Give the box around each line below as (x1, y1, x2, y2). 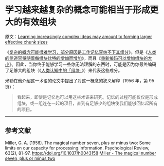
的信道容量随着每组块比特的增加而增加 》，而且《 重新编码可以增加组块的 (5, 55, 148, 61)
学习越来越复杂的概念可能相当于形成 (5, 4, 150, 16)
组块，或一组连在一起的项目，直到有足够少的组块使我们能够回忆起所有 (17, 100, 158, 106)
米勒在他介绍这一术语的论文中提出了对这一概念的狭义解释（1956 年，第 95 (5, 77, 155, 83)
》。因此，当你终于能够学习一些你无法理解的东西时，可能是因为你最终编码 (9, 61, 157, 67)
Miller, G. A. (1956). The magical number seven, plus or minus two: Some (5, 140, 151, 146)
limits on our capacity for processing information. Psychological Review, (5, 145, 149, 151)
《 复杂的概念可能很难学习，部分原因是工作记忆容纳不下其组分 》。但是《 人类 (5, 49, 157, 55)
